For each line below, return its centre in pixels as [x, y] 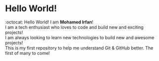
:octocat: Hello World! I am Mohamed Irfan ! [49, 22]
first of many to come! [28, 53]
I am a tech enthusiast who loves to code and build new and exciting [74, 27]
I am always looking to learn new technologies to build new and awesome [80, 38]
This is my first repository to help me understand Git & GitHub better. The [79, 48]
